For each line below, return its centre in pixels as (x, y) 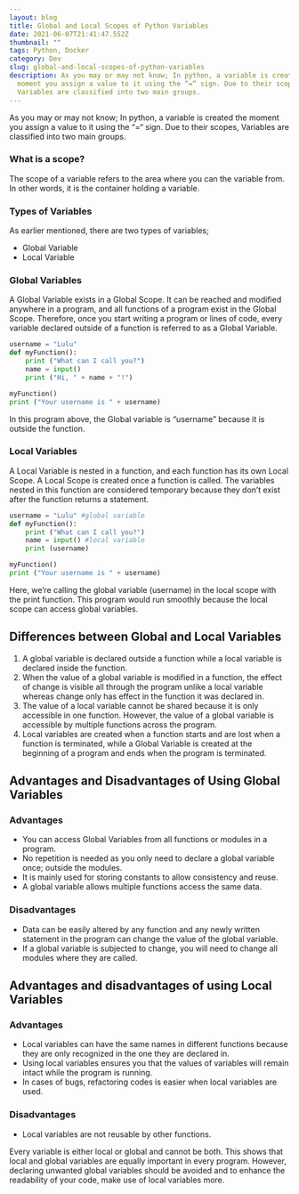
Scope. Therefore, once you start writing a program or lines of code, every (146, 319)
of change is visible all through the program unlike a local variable (143, 686)
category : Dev (36, 59)
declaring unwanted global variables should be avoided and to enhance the (147, 1170)
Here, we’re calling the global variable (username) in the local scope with (143, 589)
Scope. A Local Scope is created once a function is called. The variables (142, 480)
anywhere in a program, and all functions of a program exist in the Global (143, 309)
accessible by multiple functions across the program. (120, 724)
